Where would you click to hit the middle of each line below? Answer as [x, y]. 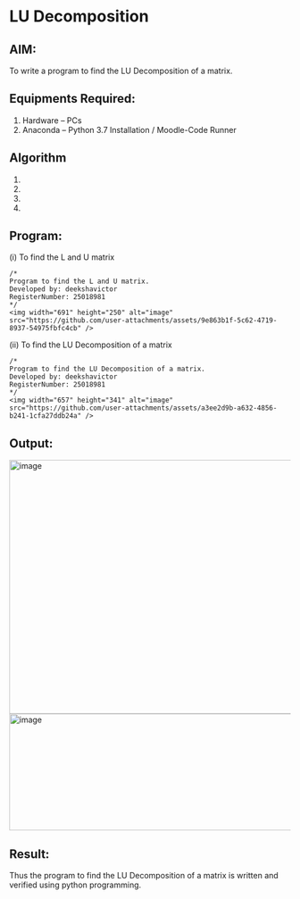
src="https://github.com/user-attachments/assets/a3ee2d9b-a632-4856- [143, 408]
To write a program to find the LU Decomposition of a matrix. [121, 71]
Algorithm [38, 158]
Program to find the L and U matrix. [79, 282]
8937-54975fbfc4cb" [46, 329]
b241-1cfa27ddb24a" [46, 416]
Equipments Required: [72, 99]
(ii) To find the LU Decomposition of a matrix [91, 345]
